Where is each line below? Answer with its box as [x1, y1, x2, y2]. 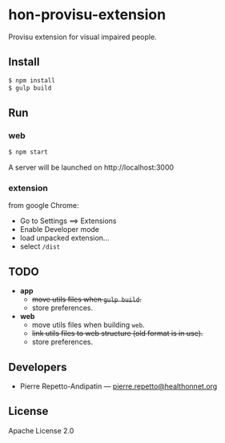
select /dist [19, 241, 61, 251]
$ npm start [8, 148, 48, 157]
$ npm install [8, 76, 56, 85]
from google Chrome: [8, 201, 79, 210]
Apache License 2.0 [8, 425, 74, 435]
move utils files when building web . [31, 320, 146, 329]
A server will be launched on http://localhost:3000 [8, 162, 175, 173]
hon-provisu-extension [8, 6, 167, 24]
